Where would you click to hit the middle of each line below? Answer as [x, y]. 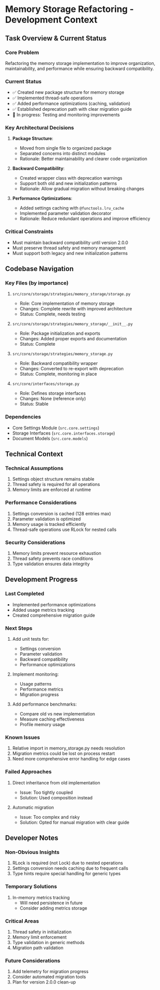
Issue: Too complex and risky [50, 817]
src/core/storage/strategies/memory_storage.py [62, 354]
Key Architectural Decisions [40, 128]
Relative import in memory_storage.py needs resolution [69, 748]
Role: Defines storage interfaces [53, 393]
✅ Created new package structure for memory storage [68, 92]
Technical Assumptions [34, 469]
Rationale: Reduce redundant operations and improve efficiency [85, 219]
